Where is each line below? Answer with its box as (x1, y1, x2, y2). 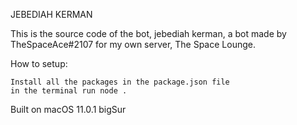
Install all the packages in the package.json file (10, 77, 230, 87)
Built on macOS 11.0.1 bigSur (10, 104, 127, 115)
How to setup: (10, 58, 68, 69)
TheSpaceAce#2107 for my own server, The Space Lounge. (10, 39, 256, 50)
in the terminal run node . (10, 86, 128, 96)
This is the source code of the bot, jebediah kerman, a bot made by (10, 28, 287, 39)
